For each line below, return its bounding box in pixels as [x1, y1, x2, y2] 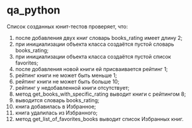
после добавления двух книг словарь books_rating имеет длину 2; [15, 34, 183, 41]
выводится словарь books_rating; [15, 96, 100, 103]
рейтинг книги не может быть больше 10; [15, 78, 120, 85]
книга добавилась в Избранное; [15, 103, 97, 110]
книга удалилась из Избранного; [15, 109, 98, 116]
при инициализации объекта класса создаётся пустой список [15, 53, 171, 60]
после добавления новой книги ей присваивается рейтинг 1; [15, 65, 168, 72]
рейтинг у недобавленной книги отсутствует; [15, 84, 130, 91]
